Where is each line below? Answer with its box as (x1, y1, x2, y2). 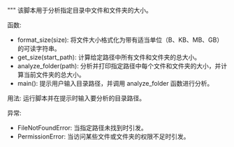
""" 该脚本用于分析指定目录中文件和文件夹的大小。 (7, 6, 152, 14)
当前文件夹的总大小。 (23, 70, 85, 79)
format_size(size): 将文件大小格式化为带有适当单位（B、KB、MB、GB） (17, 36, 224, 44)
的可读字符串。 (17, 45, 61, 52)
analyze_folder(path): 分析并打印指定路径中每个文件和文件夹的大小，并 (17, 62, 221, 70)
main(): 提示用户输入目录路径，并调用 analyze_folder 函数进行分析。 (17, 79, 214, 87)
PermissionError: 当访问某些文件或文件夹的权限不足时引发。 (17, 132, 190, 141)
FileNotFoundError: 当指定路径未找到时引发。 (17, 124, 148, 132)
